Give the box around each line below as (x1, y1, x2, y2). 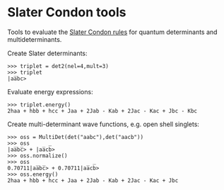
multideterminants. (7, 35, 62, 43)
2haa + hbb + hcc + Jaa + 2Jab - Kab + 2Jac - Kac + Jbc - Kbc (7, 107, 198, 114)
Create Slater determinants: (7, 49, 88, 57)
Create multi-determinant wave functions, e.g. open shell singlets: (7, 120, 200, 128)
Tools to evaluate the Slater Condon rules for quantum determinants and (7, 28, 218, 36)
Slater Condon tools (7, 4, 126, 21)
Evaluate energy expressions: (7, 87, 93, 96)
